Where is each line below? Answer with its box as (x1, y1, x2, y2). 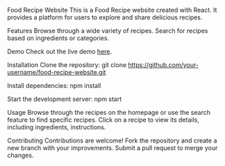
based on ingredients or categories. (7, 34, 110, 42)
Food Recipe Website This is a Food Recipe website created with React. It (7, 6, 217, 14)
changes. (7, 151, 34, 159)
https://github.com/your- (128, 61, 199, 68)
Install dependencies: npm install (7, 82, 101, 89)
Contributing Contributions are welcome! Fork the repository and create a (7, 136, 217, 145)
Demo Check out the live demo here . (7, 48, 112, 55)
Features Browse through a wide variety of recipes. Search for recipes (7, 27, 208, 35)
